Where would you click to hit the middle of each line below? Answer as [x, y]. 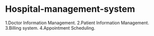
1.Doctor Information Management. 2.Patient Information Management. [77, 23]
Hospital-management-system [70, 9]
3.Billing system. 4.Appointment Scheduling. [50, 28]
